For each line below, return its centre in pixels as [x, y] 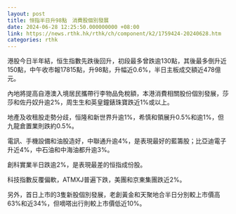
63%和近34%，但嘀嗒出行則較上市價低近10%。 [77, 203]
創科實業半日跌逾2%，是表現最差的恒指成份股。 [77, 165]
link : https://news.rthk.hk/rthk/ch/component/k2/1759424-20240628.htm [114, 33]
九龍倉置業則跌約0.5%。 [43, 126]
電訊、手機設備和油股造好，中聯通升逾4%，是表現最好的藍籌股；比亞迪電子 [117, 141]
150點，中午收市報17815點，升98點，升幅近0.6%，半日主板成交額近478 [111, 70]
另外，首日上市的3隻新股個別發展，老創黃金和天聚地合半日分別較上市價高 [114, 195]
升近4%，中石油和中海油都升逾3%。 [60, 150]
